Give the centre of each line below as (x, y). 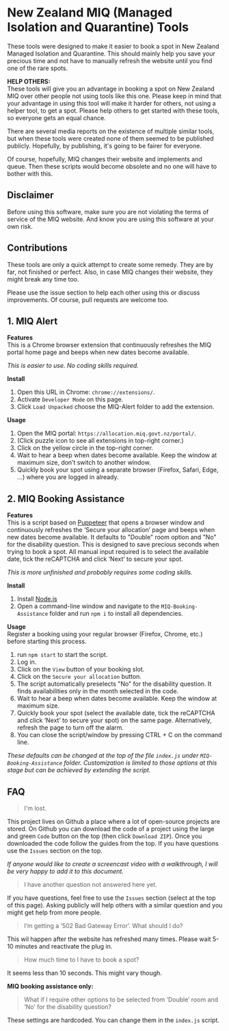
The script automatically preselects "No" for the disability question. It (114, 684)
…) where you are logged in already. (68, 477)
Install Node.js (37, 599)
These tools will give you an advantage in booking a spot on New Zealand (111, 89)
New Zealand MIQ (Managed (90, 13)
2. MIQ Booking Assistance (66, 499)
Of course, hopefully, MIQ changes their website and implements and (105, 159)
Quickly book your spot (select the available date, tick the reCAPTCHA (116, 713)
